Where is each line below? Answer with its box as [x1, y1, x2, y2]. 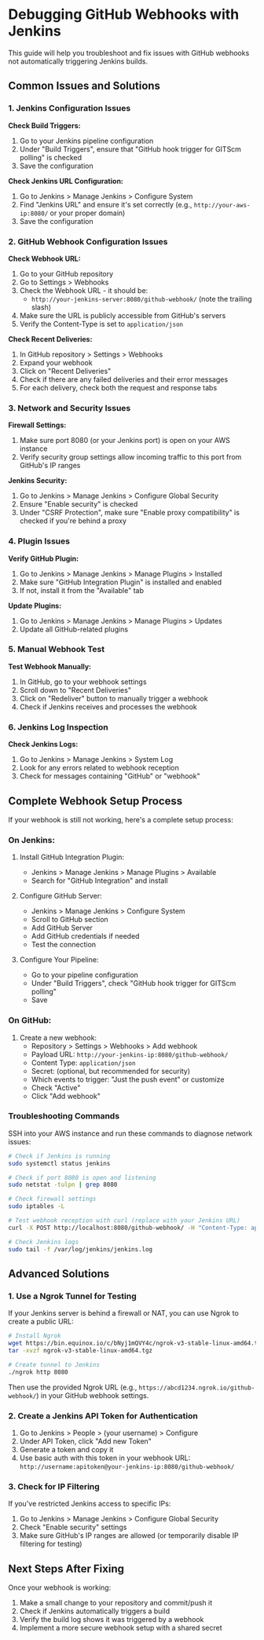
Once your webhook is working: [8, 1583, 112, 1592]
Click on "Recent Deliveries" [19, 366, 112, 375]
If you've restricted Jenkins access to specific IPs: [8, 1499, 171, 1509]
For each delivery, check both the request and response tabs [19, 383, 218, 392]
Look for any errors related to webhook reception [19, 763, 179, 773]
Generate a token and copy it [19, 1444, 114, 1454]
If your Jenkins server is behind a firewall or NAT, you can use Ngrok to [8, 1309, 240, 1318]
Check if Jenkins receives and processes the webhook [19, 701, 198, 712]
